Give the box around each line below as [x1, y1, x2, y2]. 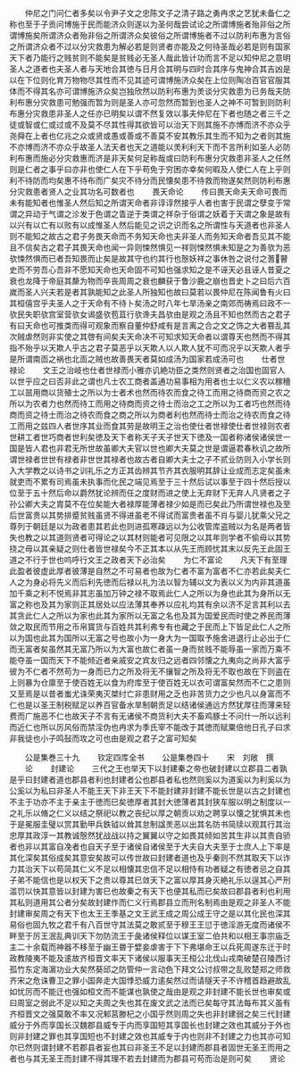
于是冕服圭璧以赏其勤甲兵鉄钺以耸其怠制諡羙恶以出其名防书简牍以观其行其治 [9, 819, 291, 829]
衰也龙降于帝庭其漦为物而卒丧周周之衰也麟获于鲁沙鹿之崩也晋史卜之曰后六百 [9, 276, 291, 286]
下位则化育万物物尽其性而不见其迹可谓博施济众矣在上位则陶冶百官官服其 [24, 75, 291, 85]
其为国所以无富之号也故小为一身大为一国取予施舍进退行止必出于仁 [47, 633, 291, 643]
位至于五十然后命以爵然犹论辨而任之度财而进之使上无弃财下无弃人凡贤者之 [9, 487, 283, 498]
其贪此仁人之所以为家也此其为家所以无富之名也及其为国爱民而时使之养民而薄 [9, 611, 291, 620]
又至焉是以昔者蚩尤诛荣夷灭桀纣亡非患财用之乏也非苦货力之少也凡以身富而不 [9, 688, 291, 699]
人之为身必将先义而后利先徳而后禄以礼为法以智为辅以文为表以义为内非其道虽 [9, 577, 291, 587]
